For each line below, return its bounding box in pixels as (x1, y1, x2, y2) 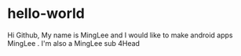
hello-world (7, 5, 86, 23)
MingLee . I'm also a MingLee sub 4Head (7, 38, 141, 47)
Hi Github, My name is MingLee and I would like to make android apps (7, 30, 233, 40)
